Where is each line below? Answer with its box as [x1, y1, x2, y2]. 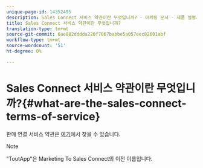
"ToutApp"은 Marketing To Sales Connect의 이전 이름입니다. [6, 155, 153, 162]
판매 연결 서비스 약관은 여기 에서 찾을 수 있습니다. [6, 131, 121, 138]
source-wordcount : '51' [6, 43, 66, 49]
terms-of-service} [6, 109, 101, 123]
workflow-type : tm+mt [6, 37, 61, 43]
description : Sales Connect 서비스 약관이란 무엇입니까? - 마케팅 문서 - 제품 [6, 15, 185, 21]
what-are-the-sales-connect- [33, 96, 187, 110]
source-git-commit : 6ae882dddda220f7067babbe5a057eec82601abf [6, 31, 166, 37]
